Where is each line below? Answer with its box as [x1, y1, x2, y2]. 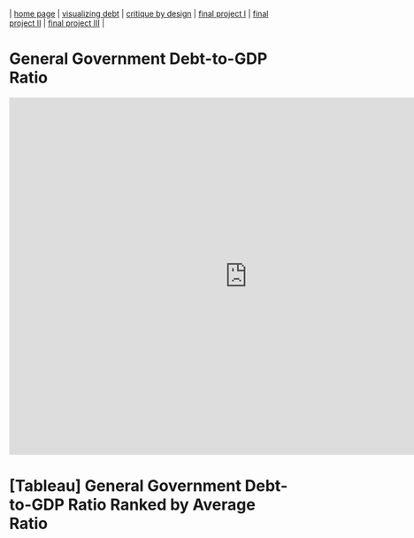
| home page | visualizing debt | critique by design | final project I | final [9, 9, 269, 19]
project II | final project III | [9, 18, 105, 28]
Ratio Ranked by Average [67, 495, 257, 515]
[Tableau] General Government [9, 476, 241, 496]
